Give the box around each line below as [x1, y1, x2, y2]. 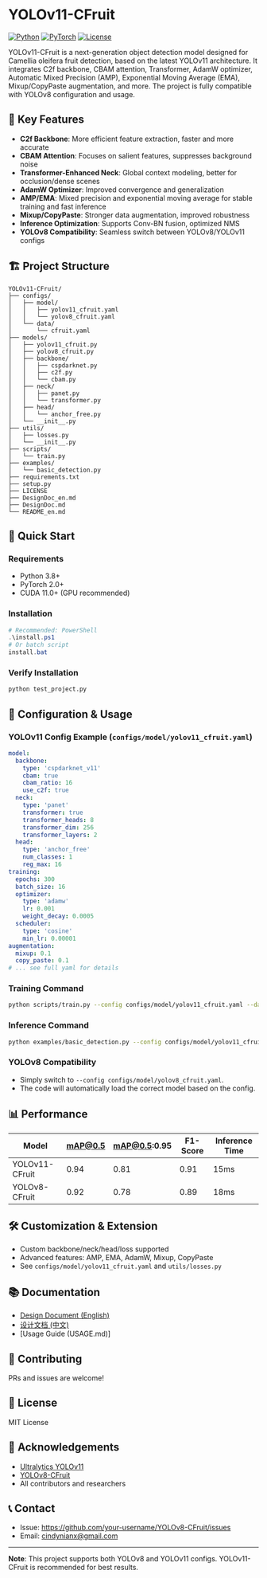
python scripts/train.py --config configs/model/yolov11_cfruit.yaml [8, 1001, 244, 1009]
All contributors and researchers [19, 1478, 126, 1488]
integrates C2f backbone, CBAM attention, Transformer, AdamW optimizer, [8, 64, 253, 73]
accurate [19, 142, 49, 152]
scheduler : [15, 920, 52, 928]
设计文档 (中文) [19, 1320, 69, 1329]
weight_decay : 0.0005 [22, 912, 94, 921]
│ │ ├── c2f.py [8, 368, 73, 376]
